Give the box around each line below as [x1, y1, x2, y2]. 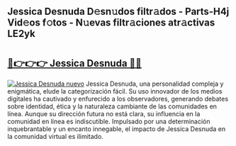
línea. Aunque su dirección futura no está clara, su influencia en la [7, 110, 201, 118]
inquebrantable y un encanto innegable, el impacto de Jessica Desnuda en [7, 125, 226, 133]
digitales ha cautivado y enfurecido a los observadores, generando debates [7, 95, 229, 103]
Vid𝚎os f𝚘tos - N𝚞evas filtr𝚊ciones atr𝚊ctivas [7, 17, 215, 29]
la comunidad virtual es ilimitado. [7, 133, 104, 140]
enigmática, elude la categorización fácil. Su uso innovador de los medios [7, 87, 223, 95]
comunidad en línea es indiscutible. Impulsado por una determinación [7, 117, 210, 125]
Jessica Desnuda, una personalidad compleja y [86, 79, 224, 88]
